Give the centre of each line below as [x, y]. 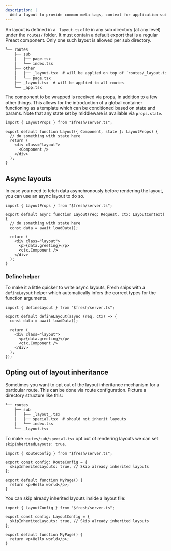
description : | [21, 10]
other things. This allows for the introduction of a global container [74, 103]
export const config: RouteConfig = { [46, 462]
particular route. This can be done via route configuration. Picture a [76, 390]
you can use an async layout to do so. [45, 196]
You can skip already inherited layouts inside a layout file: [65, 498]
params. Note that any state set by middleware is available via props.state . [84, 113]
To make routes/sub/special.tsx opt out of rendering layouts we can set [82, 438]
